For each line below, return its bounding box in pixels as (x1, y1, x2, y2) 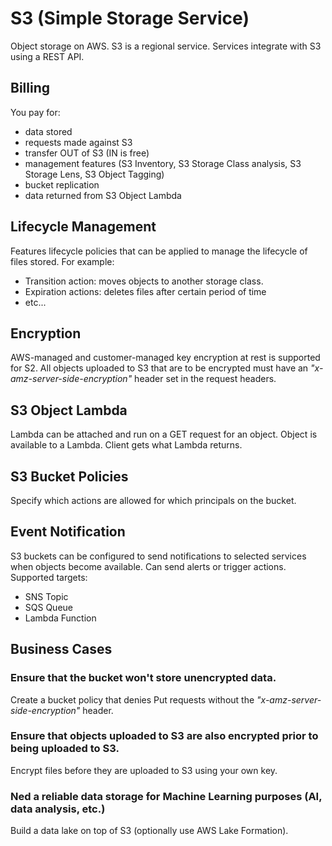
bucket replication (24, 178, 100, 191)
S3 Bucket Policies (10, 468, 129, 485)
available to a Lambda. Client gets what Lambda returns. (10, 439, 243, 451)
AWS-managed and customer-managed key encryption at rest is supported (10, 352, 321, 364)
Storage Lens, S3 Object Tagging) (24, 168, 165, 180)
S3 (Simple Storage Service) (10, 7, 250, 30)
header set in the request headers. (134, 373, 277, 385)
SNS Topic (24, 590, 69, 602)
